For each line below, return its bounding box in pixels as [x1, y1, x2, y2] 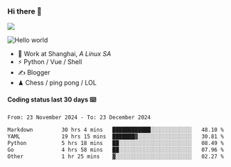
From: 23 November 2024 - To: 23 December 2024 [7, 114, 151, 121]
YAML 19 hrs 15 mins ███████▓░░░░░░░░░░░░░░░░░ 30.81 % [7, 133, 224, 141]
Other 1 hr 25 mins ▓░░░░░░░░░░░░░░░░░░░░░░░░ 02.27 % [7, 153, 224, 160]
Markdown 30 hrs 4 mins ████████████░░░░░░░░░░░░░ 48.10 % [7, 126, 224, 134]
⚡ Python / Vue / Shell [17, 58, 82, 66]
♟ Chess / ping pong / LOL [17, 78, 97, 87]
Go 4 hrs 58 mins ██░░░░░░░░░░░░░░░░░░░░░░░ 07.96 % [7, 146, 224, 153]
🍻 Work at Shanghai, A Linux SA [17, 50, 112, 58]
